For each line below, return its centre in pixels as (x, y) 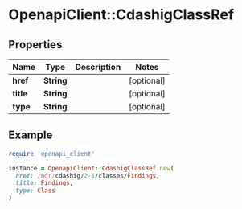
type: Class (36, 191)
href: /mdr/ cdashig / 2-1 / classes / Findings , (88, 176)
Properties (35, 45)
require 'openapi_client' (51, 154)
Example (31, 135)
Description (98, 67)
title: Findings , (45, 183)
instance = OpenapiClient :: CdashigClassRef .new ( (91, 168)
